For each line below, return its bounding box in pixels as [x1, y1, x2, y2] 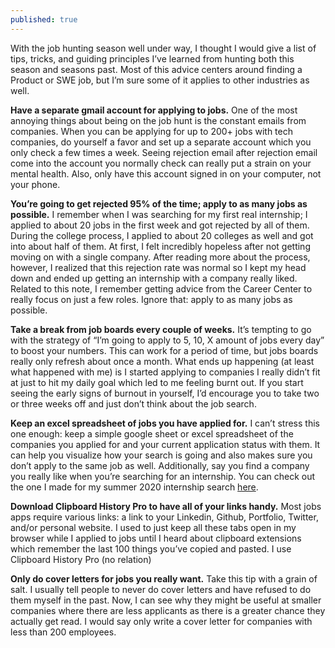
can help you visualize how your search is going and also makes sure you [10, 449, 313, 461]
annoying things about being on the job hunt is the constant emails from [10, 114, 307, 126]
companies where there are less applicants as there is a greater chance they [10, 604, 326, 616]
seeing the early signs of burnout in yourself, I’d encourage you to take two [10, 387, 320, 399]
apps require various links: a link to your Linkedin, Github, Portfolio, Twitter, [10, 511, 319, 523]
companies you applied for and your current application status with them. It [10, 438, 321, 450]
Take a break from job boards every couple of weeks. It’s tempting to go [10, 323, 312, 335]
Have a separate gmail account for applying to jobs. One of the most [10, 104, 298, 116]
